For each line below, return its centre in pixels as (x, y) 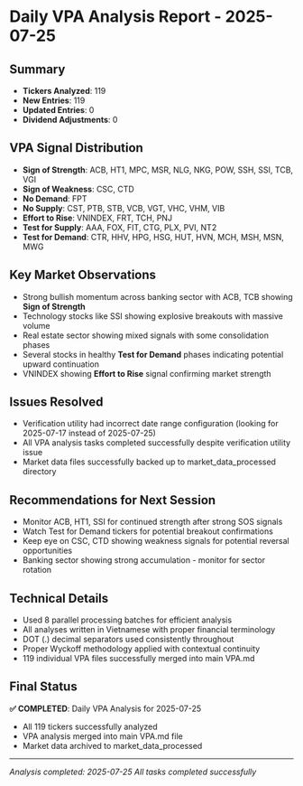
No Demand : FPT (55, 198)
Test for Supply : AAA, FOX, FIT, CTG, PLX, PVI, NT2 (119, 227)
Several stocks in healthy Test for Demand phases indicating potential (153, 354)
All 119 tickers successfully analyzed (90, 726)
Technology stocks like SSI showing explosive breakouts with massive (153, 316)
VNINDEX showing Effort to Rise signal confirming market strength (147, 373)
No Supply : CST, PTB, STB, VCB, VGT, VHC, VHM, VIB (124, 208)
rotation (37, 570)
